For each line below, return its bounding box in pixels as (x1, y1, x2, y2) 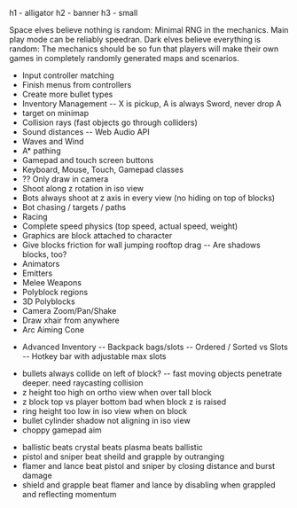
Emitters (21, 268, 53, 278)
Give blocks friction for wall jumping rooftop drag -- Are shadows (21, 239, 262, 250)
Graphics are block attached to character (21, 231, 173, 240)
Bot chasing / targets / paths (21, 202, 127, 212)
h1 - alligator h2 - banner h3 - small (9, 8, 138, 18)
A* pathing (21, 145, 61, 156)
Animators (21, 259, 60, 269)
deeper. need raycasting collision (21, 378, 144, 388)
